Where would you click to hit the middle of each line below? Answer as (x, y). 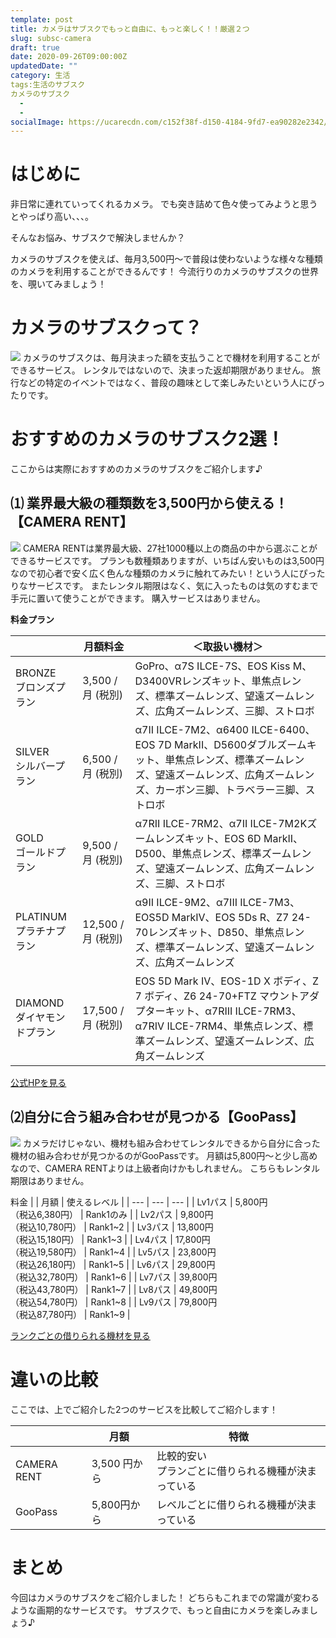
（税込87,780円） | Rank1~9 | (70, 1314)
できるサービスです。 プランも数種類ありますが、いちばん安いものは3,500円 (167, 560)
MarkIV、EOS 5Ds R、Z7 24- (241, 917)
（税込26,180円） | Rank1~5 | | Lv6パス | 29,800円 (113, 1264)
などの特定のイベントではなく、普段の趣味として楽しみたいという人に (163, 383)
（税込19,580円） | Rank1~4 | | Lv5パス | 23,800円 (113, 1252)
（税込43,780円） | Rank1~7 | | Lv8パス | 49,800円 (114, 1289)
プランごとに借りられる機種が (227, 1471)
